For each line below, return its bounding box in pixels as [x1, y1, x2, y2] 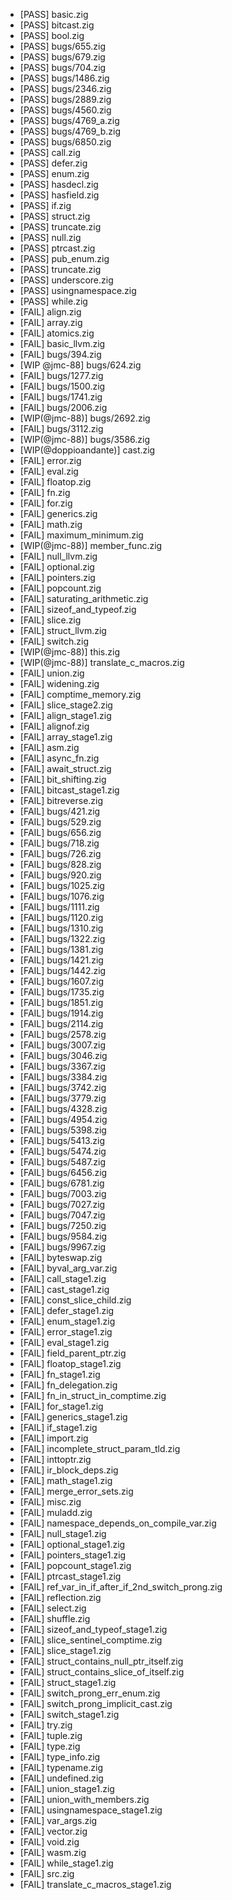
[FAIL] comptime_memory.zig [19, 689, 142, 700]
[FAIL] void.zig [19, 1836, 80, 1848]
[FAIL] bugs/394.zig [19, 349, 102, 360]
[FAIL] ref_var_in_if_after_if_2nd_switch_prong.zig [19, 1581, 223, 1593]
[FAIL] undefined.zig [19, 1772, 104, 1784]
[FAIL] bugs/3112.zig [19, 423, 104, 434]
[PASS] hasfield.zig [19, 189, 100, 201]
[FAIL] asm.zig [19, 742, 80, 753]
